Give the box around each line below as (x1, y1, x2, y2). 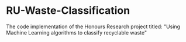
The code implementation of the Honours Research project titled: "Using (6, 23, 180, 30)
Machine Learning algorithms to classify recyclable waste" (6, 29, 147, 36)
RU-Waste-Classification (6, 4, 130, 17)
